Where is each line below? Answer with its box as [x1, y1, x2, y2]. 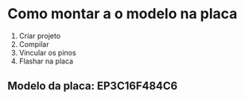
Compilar [18, 39, 49, 48]
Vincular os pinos [18, 48, 76, 57]
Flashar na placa [18, 56, 73, 66]
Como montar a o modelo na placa [7, 5, 238, 23]
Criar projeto [18, 31, 61, 40]
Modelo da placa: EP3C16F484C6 [7, 79, 178, 93]
